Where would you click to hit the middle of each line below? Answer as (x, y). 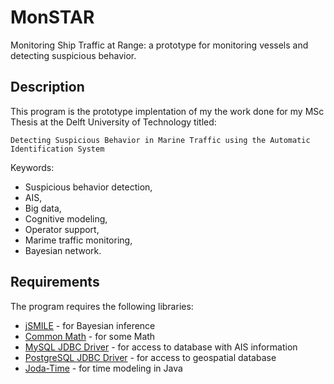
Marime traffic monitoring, (78, 240)
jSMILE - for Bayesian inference (90, 325)
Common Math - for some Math (90, 336)
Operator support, (62, 229)
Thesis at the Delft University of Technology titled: (113, 122)
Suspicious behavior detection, (88, 187)
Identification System (57, 149)
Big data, (43, 208)
